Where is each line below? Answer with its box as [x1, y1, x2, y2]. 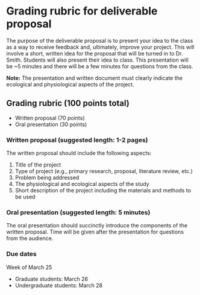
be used [14, 193, 36, 200]
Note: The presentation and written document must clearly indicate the [6, 74, 183, 81]
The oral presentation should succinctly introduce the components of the [6, 222, 188, 229]
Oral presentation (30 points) [14, 121, 87, 128]
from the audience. [6, 235, 54, 242]
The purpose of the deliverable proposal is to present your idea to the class [6, 37, 193, 44]
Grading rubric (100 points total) [6, 98, 130, 109]
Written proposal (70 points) [14, 114, 86, 121]
